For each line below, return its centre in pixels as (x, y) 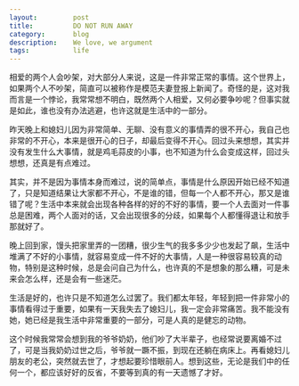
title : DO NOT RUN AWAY (71, 26)
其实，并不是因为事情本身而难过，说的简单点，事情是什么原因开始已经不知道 (149, 182)
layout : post (49, 17)
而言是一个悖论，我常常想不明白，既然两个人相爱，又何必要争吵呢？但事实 (145, 100)
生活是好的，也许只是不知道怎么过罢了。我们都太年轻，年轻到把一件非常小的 (149, 298)
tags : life (49, 51)
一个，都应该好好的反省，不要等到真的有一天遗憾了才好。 (122, 373)
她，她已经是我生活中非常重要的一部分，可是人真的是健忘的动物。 (130, 320)
